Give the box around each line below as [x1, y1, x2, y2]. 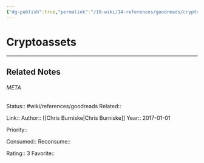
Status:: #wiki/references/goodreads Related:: [6, 103, 121, 110]
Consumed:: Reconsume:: [6, 138, 71, 145]
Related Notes [6, 66, 61, 77]
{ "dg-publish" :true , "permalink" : [6, 9, 91, 15]
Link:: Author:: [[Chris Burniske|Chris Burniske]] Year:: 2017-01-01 [6, 114, 171, 122]
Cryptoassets [6, 35, 77, 49]
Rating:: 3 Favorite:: [6, 150, 55, 157]
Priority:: [6, 126, 28, 134]
